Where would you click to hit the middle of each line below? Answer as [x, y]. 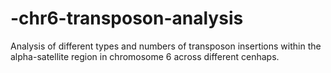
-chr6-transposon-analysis [127, 18]
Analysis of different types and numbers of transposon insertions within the [166, 46]
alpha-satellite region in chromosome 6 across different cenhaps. [145, 56]
